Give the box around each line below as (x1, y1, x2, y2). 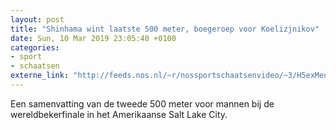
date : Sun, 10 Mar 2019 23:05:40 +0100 (10, 33, 177, 43)
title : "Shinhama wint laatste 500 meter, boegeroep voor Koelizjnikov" (10, 24, 320, 34)
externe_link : (10, 71, 70, 81)
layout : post (10, 14, 65, 25)
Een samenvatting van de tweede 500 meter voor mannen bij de (10, 97, 275, 110)
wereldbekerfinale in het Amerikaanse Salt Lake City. (10, 108, 228, 120)
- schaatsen (10, 61, 60, 71)
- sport (10, 52, 43, 62)
